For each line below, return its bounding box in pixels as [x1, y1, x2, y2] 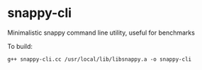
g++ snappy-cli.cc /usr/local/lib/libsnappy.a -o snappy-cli [7, 55, 192, 63]
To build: [7, 42, 33, 50]
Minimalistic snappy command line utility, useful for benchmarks [7, 28, 195, 37]
